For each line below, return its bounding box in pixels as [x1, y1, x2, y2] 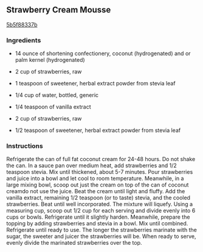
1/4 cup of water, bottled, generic [15, 91, 99, 99]
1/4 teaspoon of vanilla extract [15, 103, 91, 111]
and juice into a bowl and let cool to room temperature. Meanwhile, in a [6, 175, 184, 182]
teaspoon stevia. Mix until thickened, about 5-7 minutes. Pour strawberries [6, 168, 193, 176]
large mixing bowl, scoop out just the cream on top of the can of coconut [6, 181, 189, 188]
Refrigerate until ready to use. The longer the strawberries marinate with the [6, 227, 198, 234]
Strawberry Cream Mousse [6, 5, 111, 15]
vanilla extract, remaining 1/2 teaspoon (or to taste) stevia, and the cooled [6, 194, 190, 202]
